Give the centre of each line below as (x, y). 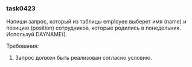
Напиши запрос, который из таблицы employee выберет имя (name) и (96, 22)
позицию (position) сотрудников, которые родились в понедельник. (94, 28)
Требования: (23, 46)
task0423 (21, 8)
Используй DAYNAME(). (37, 34)
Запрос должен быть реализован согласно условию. (83, 58)
